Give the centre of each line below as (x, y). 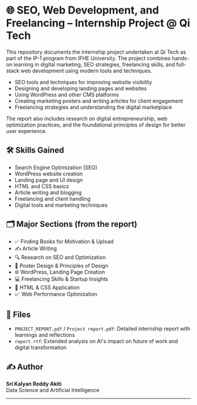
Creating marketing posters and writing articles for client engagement (99, 101)
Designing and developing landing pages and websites (81, 88)
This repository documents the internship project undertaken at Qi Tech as (96, 52)
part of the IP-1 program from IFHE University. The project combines (89, 58)
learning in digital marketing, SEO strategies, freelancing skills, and (94, 64)
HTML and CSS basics (42, 186)
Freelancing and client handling (52, 198)
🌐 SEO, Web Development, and (83, 10)
